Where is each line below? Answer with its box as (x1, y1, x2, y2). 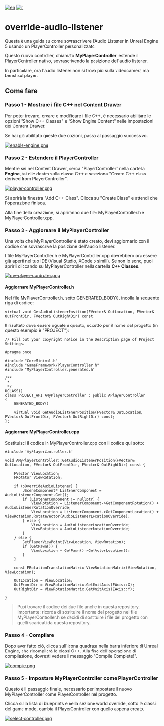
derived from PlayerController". (5, 175, 68, 181)
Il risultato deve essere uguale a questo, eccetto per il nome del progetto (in (5, 323, 158, 328)
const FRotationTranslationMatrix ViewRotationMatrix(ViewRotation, (14, 565, 157, 570)
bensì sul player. (5, 73, 38, 78)
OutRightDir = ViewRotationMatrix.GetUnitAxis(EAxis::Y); (14, 586, 135, 592)
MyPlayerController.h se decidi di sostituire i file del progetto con (17, 614, 148, 620)
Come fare (5, 87, 38, 95)
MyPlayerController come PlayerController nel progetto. (5, 691, 117, 697)
